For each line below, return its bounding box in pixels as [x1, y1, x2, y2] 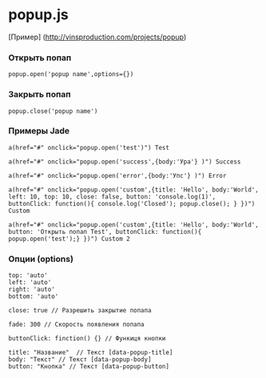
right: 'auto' [8, 286, 56, 294]
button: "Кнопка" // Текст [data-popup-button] [8, 363, 170, 371]
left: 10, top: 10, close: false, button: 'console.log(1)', [8, 192, 216, 201]
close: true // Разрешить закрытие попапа [8, 307, 152, 315]
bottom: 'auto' [8, 292, 59, 301]
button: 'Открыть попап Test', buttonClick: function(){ [8, 227, 202, 235]
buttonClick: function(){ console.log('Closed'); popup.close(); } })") [8, 199, 256, 207]
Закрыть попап [8, 89, 71, 100]
